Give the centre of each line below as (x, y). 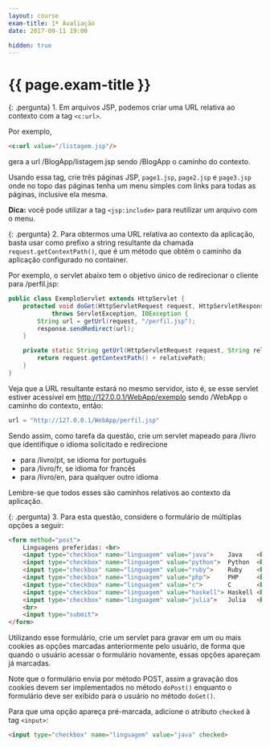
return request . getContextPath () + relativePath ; (122, 358)
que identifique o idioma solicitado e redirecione (88, 444)
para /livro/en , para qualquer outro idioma (89, 477)
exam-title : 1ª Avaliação (51, 23)
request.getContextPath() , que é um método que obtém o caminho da (125, 251)
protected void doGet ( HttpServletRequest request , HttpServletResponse (145, 306)
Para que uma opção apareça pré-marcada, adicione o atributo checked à (129, 712)
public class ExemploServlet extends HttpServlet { (96, 299)
